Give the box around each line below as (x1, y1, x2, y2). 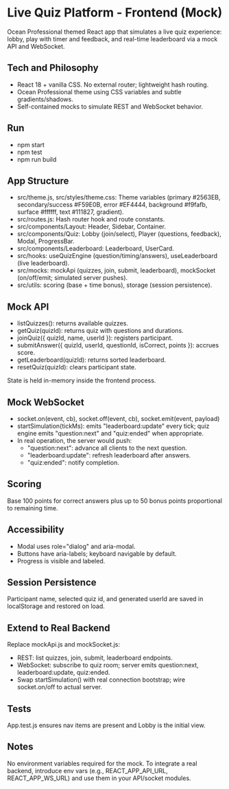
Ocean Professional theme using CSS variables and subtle (16, 87, 182, 96)
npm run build (16, 155, 57, 163)
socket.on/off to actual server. (16, 683, 103, 691)
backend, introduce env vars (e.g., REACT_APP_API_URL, (7, 766, 168, 775)
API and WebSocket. (7, 42, 65, 50)
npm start (16, 140, 45, 149)
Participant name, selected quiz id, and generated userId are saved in (7, 595, 204, 603)
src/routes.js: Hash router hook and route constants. (16, 215, 165, 224)
